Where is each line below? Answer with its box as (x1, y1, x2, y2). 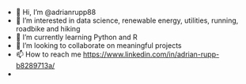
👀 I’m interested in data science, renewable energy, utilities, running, (15, 16, 239, 25)
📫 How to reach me (15, 49, 81, 59)
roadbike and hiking (15, 24, 81, 33)
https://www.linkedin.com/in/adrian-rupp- (82, 49, 220, 59)
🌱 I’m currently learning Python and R (15, 32, 138, 42)
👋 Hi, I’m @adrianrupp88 (15, 8, 97, 16)
